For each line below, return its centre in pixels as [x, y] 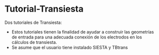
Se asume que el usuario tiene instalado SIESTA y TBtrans [70, 47]
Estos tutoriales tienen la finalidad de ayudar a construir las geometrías [83, 32]
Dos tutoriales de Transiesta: [33, 22]
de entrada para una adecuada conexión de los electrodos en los [77, 37]
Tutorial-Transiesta [44, 9]
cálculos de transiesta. [34, 42]
